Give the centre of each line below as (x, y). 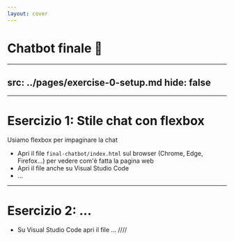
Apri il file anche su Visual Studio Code (73, 168)
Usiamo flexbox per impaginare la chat (63, 140)
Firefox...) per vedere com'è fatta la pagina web (86, 161)
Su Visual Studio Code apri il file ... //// (72, 230)
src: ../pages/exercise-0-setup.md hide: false (109, 82)
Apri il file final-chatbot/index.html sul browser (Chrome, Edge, (110, 154)
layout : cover (28, 14)
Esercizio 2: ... (49, 211)
